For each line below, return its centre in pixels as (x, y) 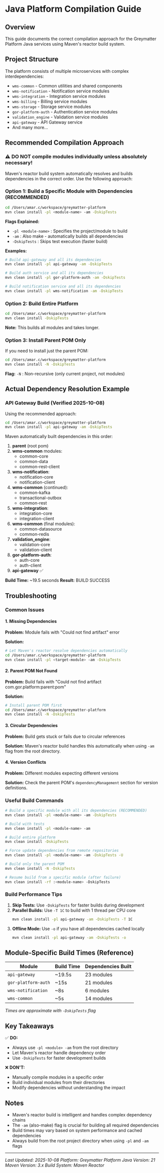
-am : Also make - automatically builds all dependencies (68, 236)
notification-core (36, 477)
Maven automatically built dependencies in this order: (59, 437)
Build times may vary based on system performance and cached (77, 1130)
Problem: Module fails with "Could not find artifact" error (62, 632)
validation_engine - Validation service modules (60, 117)
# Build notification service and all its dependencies (63, 287)
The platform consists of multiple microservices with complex (67, 71)
